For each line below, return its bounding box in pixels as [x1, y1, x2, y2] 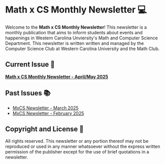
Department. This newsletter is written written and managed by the [5, 40, 144, 46]
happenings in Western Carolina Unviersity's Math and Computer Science [5, 35, 158, 41]
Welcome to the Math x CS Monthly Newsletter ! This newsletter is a [5, 24, 147, 30]
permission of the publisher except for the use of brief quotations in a [5, 149, 149, 155]
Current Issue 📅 [5, 60, 55, 69]
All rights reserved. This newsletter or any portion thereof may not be [5, 138, 149, 144]
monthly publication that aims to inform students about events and [5, 29, 143, 35]
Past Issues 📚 [5, 89, 51, 97]
